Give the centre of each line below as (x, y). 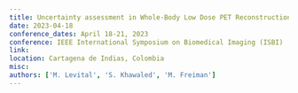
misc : (19, 67)
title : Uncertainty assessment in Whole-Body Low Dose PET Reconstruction (150, 17)
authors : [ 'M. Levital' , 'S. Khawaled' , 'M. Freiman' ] (113, 75)
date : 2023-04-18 (41, 26)
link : (19, 50)
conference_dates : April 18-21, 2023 (79, 34)
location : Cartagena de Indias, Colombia (87, 58)
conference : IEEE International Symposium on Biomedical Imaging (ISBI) (146, 42)
